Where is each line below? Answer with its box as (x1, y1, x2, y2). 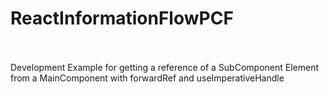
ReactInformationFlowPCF (10, 7, 234, 30)
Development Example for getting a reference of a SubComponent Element (10, 61, 320, 73)
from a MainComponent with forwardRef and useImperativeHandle (10, 72, 285, 84)
